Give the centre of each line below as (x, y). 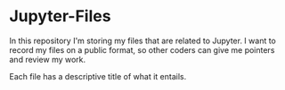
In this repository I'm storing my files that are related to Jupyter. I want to (142, 41)
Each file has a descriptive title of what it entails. (98, 76)
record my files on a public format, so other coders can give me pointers (142, 49)
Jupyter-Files (60, 16)
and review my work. (48, 59)
